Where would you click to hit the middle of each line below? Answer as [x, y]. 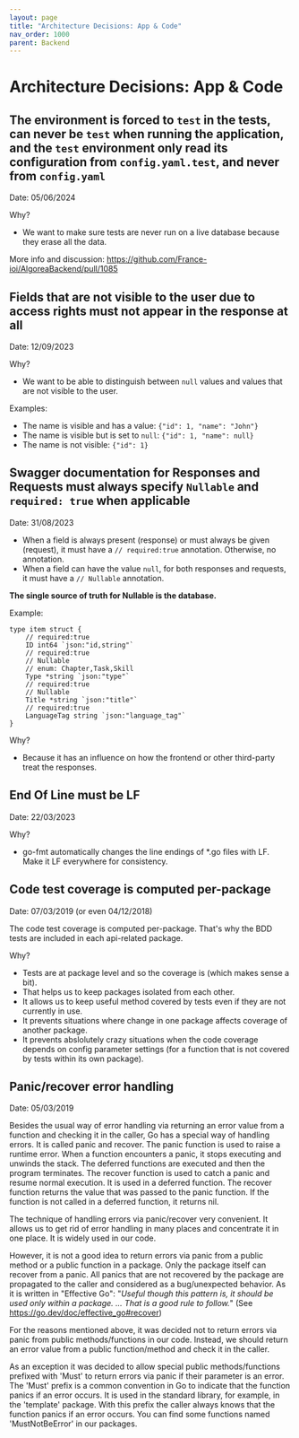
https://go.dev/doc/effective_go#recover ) [86, 1313]
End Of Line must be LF [75, 795]
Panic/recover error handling [92, 1086]
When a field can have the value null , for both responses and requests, [154, 568]
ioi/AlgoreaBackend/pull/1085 [64, 269]
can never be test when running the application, [147, 134]
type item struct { [46, 629]
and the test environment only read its [119, 148]
